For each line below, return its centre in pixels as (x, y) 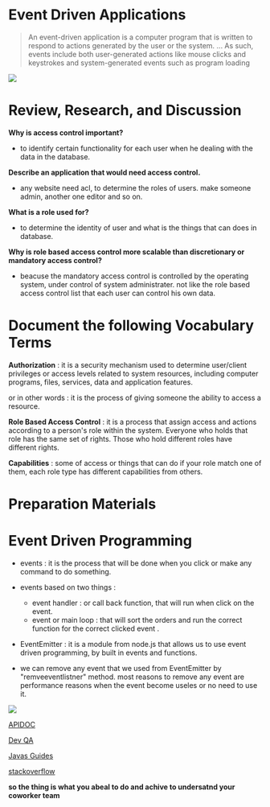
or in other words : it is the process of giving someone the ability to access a (135, 397)
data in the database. (55, 156)
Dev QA (21, 740)
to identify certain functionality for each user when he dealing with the (136, 148)
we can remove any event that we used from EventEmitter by (121, 668)
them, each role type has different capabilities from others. (106, 471)
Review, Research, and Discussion (125, 111)
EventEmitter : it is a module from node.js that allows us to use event (133, 644)
